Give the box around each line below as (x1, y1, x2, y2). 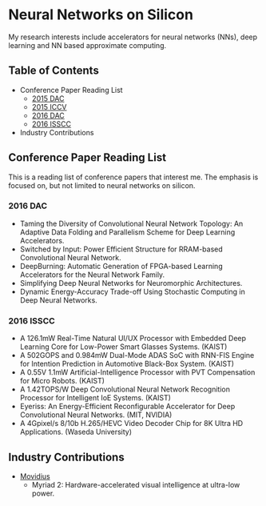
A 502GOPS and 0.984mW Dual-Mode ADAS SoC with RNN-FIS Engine (19, 351, 255, 360)
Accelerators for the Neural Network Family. (19, 270, 165, 279)
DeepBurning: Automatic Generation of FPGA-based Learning (19, 261, 223, 271)
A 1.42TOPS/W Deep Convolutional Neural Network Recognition (19, 384, 230, 394)
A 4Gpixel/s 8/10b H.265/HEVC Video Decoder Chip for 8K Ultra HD (19, 419, 244, 428)
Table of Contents (8, 64, 100, 78)
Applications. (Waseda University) (19, 427, 133, 437)
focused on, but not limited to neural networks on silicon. (8, 180, 196, 190)
